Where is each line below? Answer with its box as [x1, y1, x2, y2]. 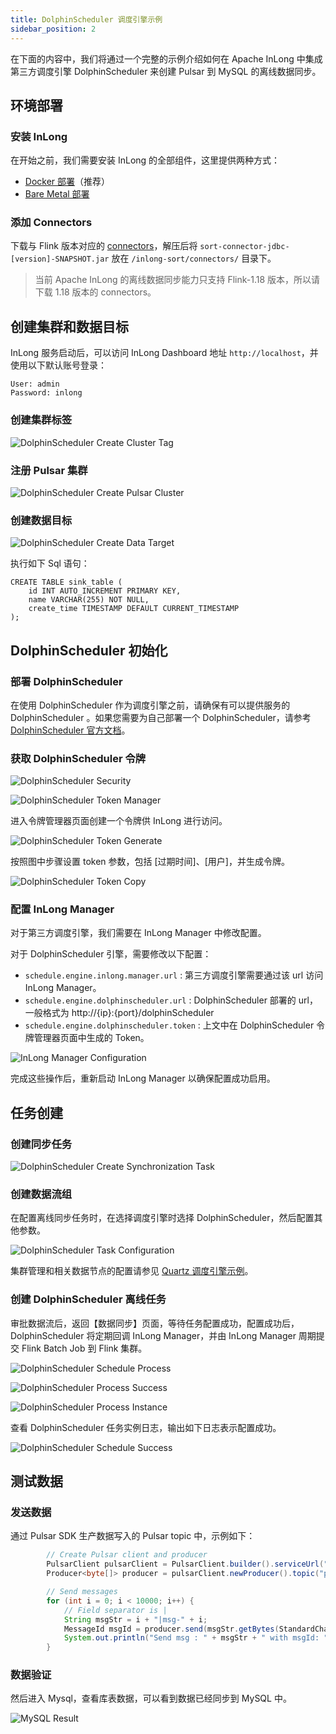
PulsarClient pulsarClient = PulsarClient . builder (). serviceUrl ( [46, 1559, 325, 1570]
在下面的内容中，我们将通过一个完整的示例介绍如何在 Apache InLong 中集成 [10, 52, 323, 65]
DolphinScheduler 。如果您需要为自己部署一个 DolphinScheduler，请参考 [10, 711, 312, 723]
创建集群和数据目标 [10, 318, 129, 335]
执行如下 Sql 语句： [10, 557, 90, 570]
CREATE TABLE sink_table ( [10, 577, 123, 588]
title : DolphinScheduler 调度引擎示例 [10, 14, 163, 25]
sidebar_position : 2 [10, 24, 97, 34]
